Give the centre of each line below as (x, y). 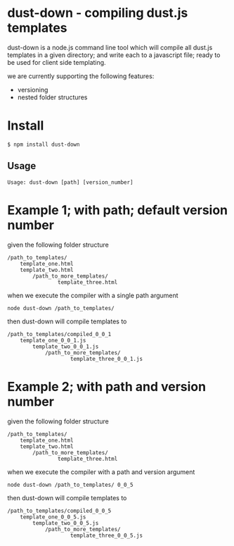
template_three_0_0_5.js (106, 535)
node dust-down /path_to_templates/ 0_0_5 (70, 485)
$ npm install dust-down (44, 144)
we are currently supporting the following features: (81, 76)
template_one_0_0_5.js (53, 517)
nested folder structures (52, 97)
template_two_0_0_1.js (66, 347)
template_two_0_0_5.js (66, 523)
